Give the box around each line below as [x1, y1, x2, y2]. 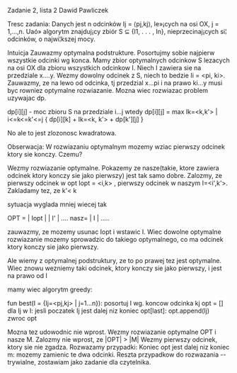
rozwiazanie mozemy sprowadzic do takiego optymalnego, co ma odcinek [7, 235, 224, 243]
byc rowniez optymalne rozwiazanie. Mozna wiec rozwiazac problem [7, 87, 209, 94]
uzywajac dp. [7, 94, 47, 102]
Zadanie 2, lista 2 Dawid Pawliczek [7, 6, 108, 14]
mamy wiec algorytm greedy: [7, 285, 93, 294]
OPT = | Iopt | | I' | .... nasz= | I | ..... [7, 214, 110, 222]
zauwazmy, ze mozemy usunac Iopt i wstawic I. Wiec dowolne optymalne [7, 228, 221, 236]
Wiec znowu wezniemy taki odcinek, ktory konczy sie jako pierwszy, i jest [7, 264, 222, 272]
